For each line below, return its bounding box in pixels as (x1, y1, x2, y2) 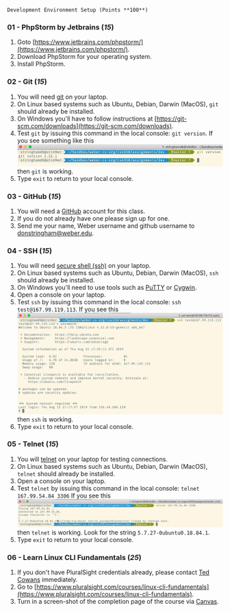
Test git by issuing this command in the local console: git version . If (16, 129, 214, 137)
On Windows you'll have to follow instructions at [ (16, 114, 157, 123)
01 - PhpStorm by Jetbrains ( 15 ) (7, 22, 114, 32)
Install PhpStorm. (16, 60, 66, 68)
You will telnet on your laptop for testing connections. (16, 455, 168, 463)
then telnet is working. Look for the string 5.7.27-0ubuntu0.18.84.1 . (16, 528, 210, 537)
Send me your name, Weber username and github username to (16, 221, 195, 230)
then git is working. (16, 167, 74, 175)
